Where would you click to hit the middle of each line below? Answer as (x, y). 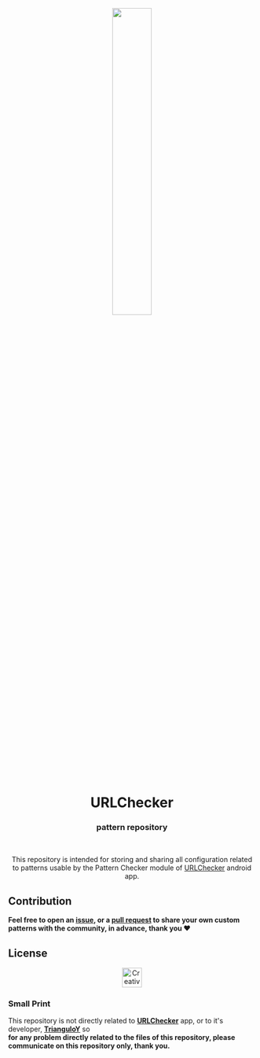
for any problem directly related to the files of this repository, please (122, 1038)
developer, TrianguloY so (49, 1029)
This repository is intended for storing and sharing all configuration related (132, 860)
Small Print (29, 1004)
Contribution (40, 901)
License (28, 953)
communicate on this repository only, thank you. (89, 1046)
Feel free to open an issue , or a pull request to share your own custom (124, 920)
